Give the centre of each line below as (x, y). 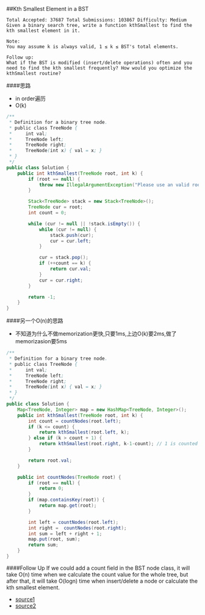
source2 (26, 606)
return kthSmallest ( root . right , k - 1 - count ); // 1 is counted (118, 444)
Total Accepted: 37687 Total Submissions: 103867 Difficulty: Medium (97, 20)
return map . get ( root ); (68, 506)
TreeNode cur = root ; (56, 207)
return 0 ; (51, 489)
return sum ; (44, 545)
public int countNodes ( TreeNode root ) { (69, 477)
